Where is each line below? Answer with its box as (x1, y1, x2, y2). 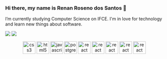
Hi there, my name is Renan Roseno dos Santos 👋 (5, 4, 127, 11)
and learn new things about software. (5, 21, 83, 27)
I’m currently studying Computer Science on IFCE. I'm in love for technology (5, 16, 162, 22)
